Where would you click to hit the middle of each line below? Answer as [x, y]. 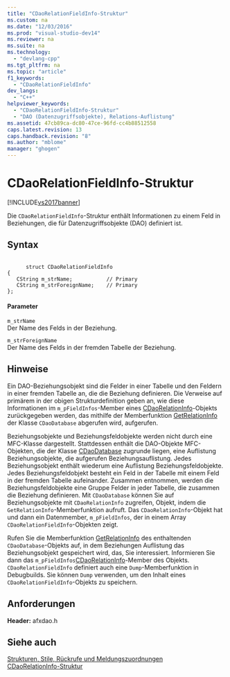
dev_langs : [23, 91]
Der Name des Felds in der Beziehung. [62, 328]
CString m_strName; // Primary [77, 279]
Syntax [23, 245]
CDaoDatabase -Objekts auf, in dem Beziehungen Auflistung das [96, 545]
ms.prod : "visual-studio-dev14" [54, 33]
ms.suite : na [26, 46]
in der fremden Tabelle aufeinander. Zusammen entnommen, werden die [110, 480]
